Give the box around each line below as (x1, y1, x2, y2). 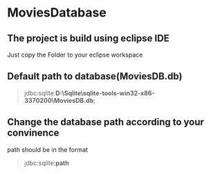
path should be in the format (7, 145, 89, 153)
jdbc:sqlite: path (24, 159, 69, 167)
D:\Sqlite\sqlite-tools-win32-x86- (55, 88, 155, 97)
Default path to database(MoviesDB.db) (7, 70, 183, 82)
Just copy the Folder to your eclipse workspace (7, 50, 143, 59)
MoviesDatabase (7, 5, 107, 21)
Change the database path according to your (7, 116, 204, 128)
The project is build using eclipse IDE (7, 32, 169, 44)
